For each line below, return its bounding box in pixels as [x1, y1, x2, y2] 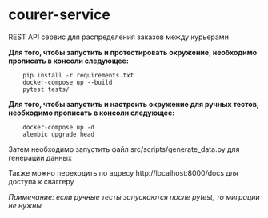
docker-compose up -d [22, 123, 94, 131]
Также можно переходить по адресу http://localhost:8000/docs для [8, 168, 238, 177]
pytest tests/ [22, 85, 70, 93]
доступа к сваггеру [8, 176, 74, 186]
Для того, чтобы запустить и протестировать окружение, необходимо [8, 47, 258, 57]
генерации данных [8, 153, 72, 162]
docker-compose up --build [22, 78, 113, 86]
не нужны [8, 200, 42, 210]
